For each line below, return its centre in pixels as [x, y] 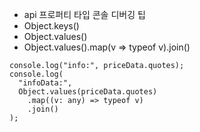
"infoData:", [45, 83]
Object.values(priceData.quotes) [88, 92]
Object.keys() [51, 26]
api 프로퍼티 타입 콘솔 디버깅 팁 [84, 14]
